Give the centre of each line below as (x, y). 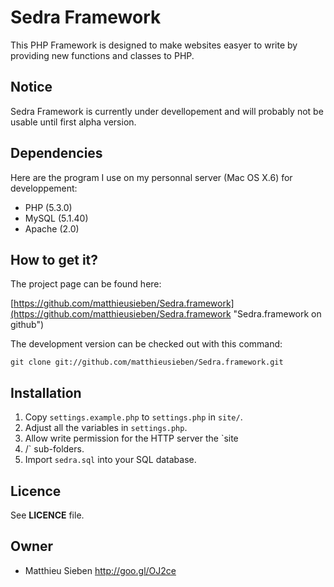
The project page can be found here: (86, 284)
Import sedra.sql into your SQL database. (110, 460)
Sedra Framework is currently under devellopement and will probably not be (167, 111)
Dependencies (56, 153)
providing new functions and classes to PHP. (102, 55)
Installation (46, 392)
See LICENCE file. (47, 515)
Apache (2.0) (52, 228)
